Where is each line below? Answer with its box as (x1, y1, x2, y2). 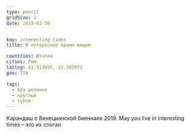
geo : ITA (6, 70, 29, 76)
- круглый (12, 92, 36, 98)
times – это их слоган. (6, 121, 63, 128)
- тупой (12, 98, 32, 104)
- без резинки (12, 86, 47, 93)
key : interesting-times (6, 36, 67, 43)
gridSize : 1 (6, 15, 36, 21)
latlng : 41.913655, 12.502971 (6, 64, 83, 70)
